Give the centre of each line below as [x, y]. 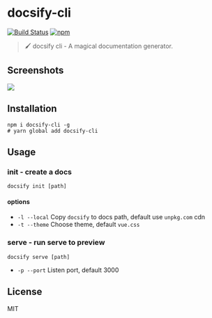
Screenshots [36, 71]
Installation [32, 109]
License [25, 292]
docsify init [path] [37, 186]
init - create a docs [39, 172]
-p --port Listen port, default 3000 [68, 270]
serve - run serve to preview [56, 243]
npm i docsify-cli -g [39, 125]
